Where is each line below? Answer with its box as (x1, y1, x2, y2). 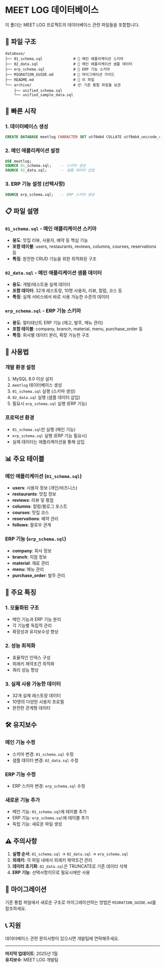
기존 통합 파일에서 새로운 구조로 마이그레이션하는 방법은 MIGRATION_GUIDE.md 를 (5, 899, 156, 905)
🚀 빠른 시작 (5, 107, 37, 116)
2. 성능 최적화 (5, 643, 36, 649)
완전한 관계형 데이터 (12, 705, 51, 711)
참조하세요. (5, 905, 27, 911)
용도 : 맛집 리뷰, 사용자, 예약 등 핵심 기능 (12, 238, 88, 243)
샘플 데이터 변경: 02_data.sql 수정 (12, 757, 79, 763)
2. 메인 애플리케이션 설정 (5, 147, 60, 154)
